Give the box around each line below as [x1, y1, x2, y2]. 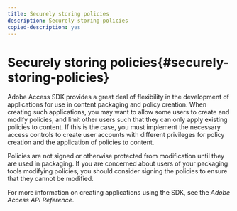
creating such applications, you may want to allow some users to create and [7, 108, 230, 117]
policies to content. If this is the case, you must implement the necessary [7, 123, 221, 131]
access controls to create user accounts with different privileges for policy [7, 131, 225, 139]
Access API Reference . [7, 196, 75, 205]
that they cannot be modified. [7, 175, 94, 183]
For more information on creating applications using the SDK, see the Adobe [7, 188, 231, 197]
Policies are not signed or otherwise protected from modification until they [7, 152, 225, 161]
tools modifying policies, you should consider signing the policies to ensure [7, 167, 228, 175]
